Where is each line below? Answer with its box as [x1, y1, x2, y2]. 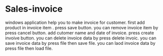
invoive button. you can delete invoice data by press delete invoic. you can [5, 35, 157, 41]
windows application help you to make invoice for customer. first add [5, 19, 145, 25]
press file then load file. [5, 45, 53, 51]
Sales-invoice [5, 3, 63, 15]
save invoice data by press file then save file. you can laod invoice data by [5, 40, 156, 46]
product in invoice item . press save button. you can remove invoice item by [5, 24, 159, 30]
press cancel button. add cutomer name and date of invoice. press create [5, 30, 154, 36]
